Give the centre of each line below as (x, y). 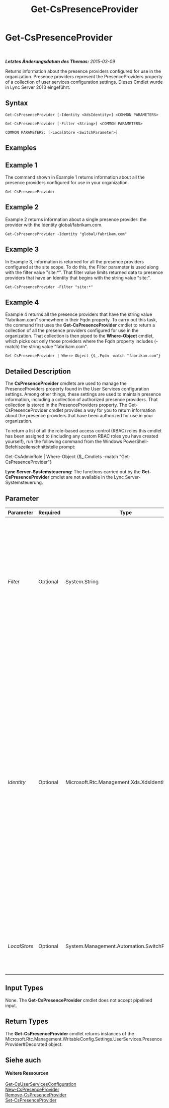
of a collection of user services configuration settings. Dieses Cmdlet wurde (84, 82)
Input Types (24, 988)
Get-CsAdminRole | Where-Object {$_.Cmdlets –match (62, 457)
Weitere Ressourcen (27, 1073)
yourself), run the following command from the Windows (64, 441)
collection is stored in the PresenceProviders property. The (66, 405)
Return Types (27, 1021)
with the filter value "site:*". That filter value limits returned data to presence (84, 272)
